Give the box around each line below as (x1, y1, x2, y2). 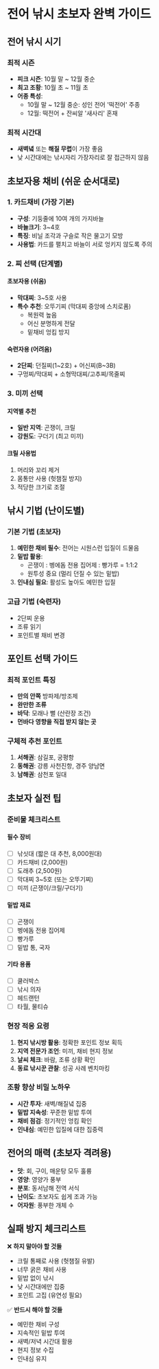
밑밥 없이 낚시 (16, 1274, 54, 1282)
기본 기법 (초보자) (7, 527, 62, 536)
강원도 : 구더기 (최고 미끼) (16, 432, 84, 441)
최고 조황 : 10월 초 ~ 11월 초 (16, 83, 89, 91)
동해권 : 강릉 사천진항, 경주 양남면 (16, 762, 105, 770)
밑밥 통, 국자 (16, 943, 51, 951)
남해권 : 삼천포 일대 (16, 770, 67, 778)
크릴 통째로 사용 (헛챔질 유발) (16, 1257, 95, 1265)
